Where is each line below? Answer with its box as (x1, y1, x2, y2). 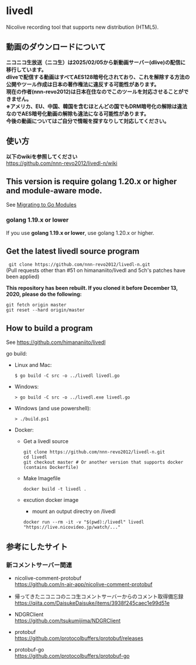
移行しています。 (6, 66, 47, 73)
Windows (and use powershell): (14, 405, 91, 412)
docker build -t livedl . (23, 486, 87, 492)
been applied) (6, 273, 40, 280)
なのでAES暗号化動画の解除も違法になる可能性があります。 (6, 110, 149, 117)
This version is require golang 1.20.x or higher (6, 176, 177, 186)
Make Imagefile (23, 475, 61, 482)
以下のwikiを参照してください (6, 153, 78, 160)
